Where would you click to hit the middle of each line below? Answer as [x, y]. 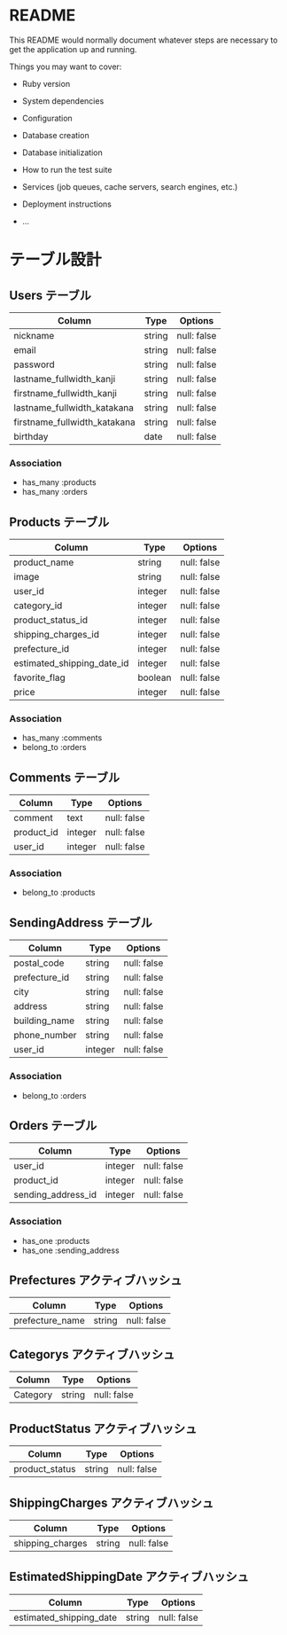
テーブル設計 [55, 260]
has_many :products [59, 482]
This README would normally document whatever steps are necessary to [143, 40]
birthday [31, 436]
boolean [154, 677]
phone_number [45, 1036]
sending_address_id [55, 1195]
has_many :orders [55, 492]
